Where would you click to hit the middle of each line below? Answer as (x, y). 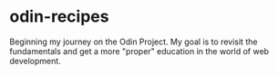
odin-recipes (59, 17)
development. (35, 61)
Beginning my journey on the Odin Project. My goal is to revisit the (134, 42)
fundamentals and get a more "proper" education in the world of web (139, 51)
